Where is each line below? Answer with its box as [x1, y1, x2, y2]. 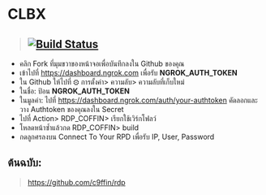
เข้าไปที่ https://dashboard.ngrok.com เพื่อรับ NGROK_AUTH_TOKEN [19, 68, 238, 77]
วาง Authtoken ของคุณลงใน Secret [19, 105, 124, 114]
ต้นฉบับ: [7, 156, 42, 170]
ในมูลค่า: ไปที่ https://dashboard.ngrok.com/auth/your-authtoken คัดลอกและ [19, 95, 259, 105]
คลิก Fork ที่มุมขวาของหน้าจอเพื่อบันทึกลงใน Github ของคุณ [19, 58, 185, 68]
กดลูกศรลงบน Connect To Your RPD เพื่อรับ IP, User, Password [19, 132, 215, 141]
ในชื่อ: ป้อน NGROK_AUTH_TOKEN [19, 86, 131, 96]
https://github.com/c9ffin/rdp [27, 177, 127, 187]
